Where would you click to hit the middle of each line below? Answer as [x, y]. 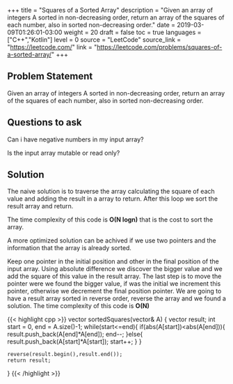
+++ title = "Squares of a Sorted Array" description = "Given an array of [110, 10]
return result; [29, 361]
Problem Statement [50, 76]
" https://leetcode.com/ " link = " [52, 47]
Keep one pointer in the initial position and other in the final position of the [113, 261]
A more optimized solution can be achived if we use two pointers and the [112, 240]
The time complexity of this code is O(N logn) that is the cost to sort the [110, 220]
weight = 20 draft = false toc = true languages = [132, 32]
